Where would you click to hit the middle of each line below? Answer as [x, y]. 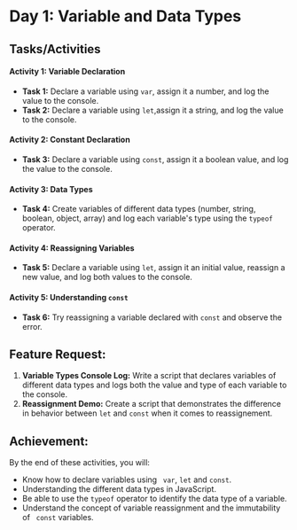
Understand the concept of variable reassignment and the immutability [151, 508]
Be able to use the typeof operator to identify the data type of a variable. [154, 499]
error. [32, 326]
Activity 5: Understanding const [69, 297]
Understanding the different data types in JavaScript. [119, 489]
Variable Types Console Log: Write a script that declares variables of [149, 376]
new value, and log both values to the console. [107, 277]
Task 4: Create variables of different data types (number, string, [139, 209]
